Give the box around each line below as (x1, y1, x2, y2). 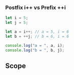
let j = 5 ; (5, 20, 28, 25)
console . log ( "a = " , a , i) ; (5, 43, 65, 48)
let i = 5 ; (5, 16, 28, 21)
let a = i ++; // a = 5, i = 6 (5, 29, 69, 34)
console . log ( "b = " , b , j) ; (5, 47, 65, 53)
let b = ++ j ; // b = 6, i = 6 (5, 34, 69, 39)
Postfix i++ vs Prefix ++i (5, 4, 66, 11)
